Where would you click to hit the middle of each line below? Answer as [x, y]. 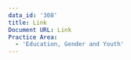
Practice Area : [33, 37]
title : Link [27, 23]
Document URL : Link [40, 30]
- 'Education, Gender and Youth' [70, 44]
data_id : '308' [33, 15]
